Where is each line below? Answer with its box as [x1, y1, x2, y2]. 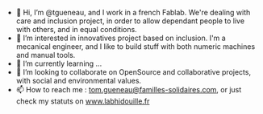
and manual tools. [15, 51, 76, 59]
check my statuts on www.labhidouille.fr [15, 96, 150, 106]
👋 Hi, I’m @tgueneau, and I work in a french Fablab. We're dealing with [15, 8, 251, 17]
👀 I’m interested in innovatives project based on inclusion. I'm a [15, 33, 226, 43]
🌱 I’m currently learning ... [15, 59, 102, 68]
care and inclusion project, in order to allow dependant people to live [15, 16, 244, 26]
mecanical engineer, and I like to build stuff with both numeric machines [15, 42, 256, 51]
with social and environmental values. [15, 76, 142, 85]
